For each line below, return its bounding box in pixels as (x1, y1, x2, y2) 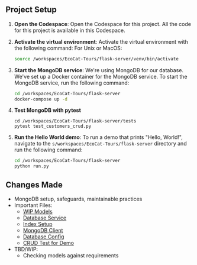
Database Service (22, 214, 67, 221)
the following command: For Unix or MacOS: (14, 44, 122, 51)
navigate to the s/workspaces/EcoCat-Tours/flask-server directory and (14, 140, 187, 147)
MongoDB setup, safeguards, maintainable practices (14, 195, 143, 202)
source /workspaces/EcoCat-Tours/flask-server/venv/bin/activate (14, 56, 179, 62)
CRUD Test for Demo (22, 240, 75, 246)
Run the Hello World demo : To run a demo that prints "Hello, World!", (14, 134, 183, 141)
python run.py (14, 163, 49, 169)
